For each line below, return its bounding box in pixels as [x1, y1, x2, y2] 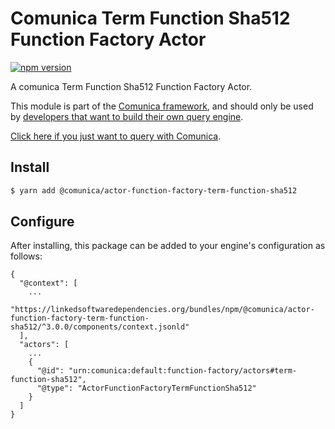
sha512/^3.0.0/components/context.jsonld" [10, 322, 190, 332]
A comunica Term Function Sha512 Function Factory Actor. [10, 80, 253, 92]
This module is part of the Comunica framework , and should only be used [10, 100, 314, 112]
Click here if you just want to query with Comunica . [10, 130, 222, 142]
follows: [10, 250, 43, 262]
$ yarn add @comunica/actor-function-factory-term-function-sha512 [10, 185, 298, 196]
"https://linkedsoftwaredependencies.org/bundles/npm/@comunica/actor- [10, 305, 315, 315]
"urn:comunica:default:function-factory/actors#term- [68, 366, 298, 376]
